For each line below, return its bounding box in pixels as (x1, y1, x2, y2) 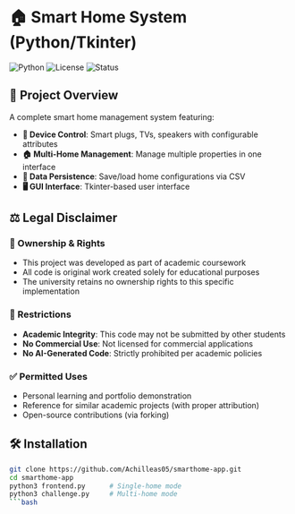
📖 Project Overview (9, 88, 119, 103)
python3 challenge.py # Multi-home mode (9, 490, 178, 499)
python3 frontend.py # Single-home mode (9, 481, 181, 491)
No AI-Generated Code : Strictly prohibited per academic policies (21, 347, 263, 358)
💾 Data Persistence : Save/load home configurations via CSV (21, 171, 246, 182)
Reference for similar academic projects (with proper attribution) (21, 400, 260, 411)
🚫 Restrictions (9, 308, 72, 321)
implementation (21, 286, 80, 296)
